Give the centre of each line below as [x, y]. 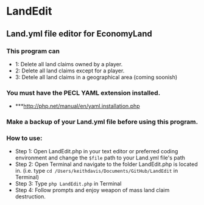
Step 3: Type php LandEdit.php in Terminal [68, 184]
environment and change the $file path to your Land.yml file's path [100, 158]
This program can [33, 51]
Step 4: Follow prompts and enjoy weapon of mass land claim [92, 190]
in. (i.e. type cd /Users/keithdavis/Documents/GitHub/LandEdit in [97, 171]
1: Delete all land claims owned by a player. [69, 64]
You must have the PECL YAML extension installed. [83, 92]
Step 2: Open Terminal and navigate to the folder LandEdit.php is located [106, 164]
